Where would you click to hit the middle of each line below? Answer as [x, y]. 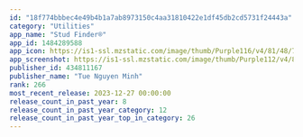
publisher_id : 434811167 [56, 68]
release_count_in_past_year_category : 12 [88, 110]
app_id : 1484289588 [46, 43]
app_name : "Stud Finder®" [58, 34]
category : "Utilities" [52, 26]
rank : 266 [28, 85]
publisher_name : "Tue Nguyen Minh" [76, 77]
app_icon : [28, 51]
